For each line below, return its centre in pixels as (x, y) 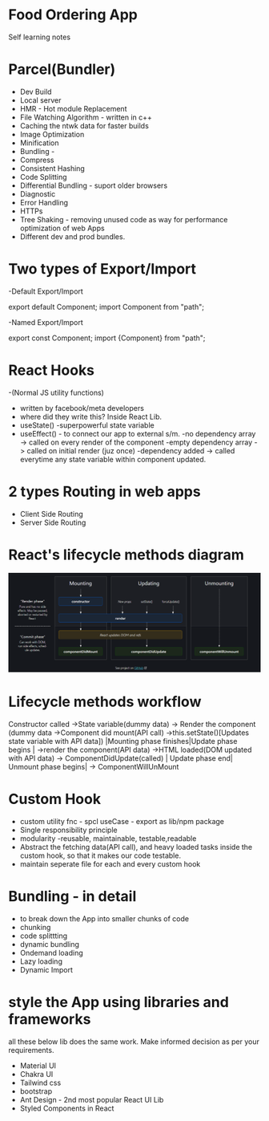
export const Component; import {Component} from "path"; (107, 338)
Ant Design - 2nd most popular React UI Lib (92, 1099)
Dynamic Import (46, 969)
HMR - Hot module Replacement (73, 108)
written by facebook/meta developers (82, 408)
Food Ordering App (73, 15)
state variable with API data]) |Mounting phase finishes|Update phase (123, 741)
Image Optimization (52, 134)
